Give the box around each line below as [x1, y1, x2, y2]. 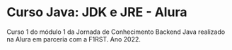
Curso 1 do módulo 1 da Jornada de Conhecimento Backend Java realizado [6, 27, 226, 36]
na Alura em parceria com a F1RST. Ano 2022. [6, 35, 141, 43]
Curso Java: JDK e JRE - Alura [6, 4, 187, 20]
